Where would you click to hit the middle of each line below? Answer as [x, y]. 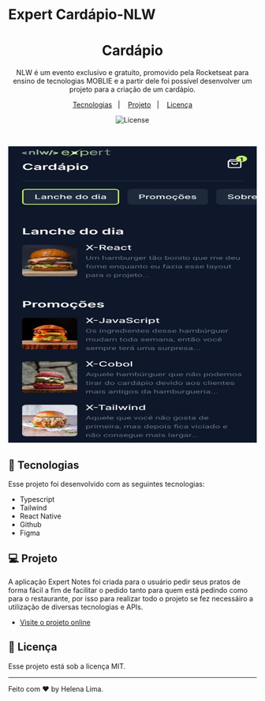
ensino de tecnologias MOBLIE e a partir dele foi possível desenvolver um [132, 81]
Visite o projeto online [55, 622]
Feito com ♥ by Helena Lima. [56, 688]
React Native [40, 516]
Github [30, 524]
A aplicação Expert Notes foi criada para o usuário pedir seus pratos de [124, 582]
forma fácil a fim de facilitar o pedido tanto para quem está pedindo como [128, 590]
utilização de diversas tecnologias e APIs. [76, 607]
